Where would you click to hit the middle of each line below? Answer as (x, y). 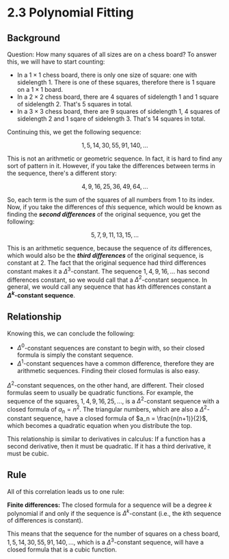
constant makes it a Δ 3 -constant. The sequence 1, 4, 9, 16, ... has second (108, 271)
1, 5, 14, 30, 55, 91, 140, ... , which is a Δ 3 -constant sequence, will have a (105, 542)
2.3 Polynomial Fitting (71, 13)
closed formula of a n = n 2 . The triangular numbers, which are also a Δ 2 (107, 409)
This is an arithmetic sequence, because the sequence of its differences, (110, 248)
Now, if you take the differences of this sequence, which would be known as (114, 207)
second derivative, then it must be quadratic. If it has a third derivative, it (109, 446)
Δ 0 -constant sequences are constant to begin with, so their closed (111, 347)
